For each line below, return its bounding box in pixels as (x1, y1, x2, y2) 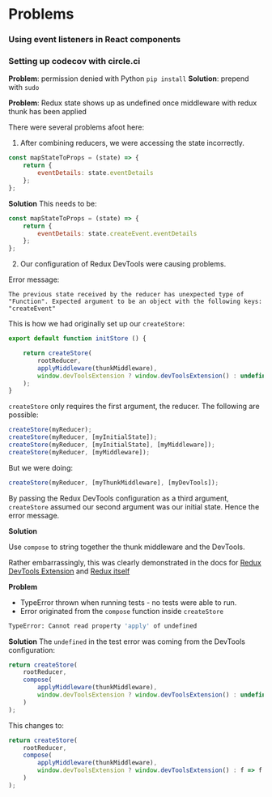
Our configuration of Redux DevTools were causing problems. (19, 259, 227, 269)
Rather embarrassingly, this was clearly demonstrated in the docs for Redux (8, 557, 261, 567)
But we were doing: (8, 462, 74, 472)
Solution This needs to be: (8, 198, 97, 208)
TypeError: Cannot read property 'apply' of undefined (8, 621, 198, 630)
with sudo (8, 83, 40, 92)
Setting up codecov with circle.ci (8, 56, 141, 67)
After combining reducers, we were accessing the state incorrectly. (19, 139, 245, 148)
